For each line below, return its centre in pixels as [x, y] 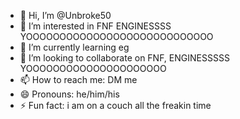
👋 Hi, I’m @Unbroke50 [65, 15]
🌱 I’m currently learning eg [74, 47]
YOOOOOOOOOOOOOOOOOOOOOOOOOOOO [116, 36]
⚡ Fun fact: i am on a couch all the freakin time [115, 105]
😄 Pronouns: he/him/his [69, 94]
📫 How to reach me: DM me [78, 79]
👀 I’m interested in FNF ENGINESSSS [95, 26]
